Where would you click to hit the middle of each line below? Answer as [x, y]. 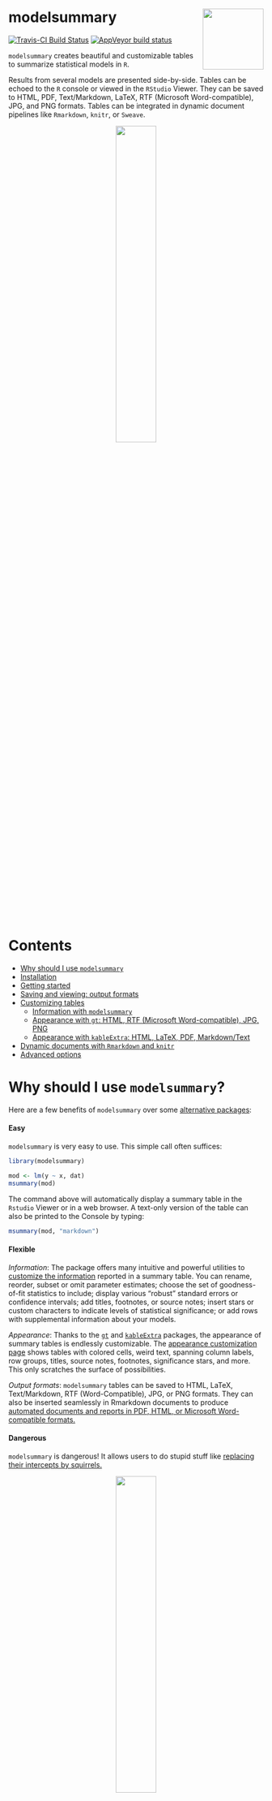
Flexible [22, 1249]
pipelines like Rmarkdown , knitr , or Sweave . [77, 114]
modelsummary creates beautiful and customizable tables [101, 55]
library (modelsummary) [47, 1161]
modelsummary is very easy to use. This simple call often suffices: [115, 1146]
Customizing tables [52, 1002]
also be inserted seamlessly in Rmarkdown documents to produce [119, 1402]
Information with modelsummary [82, 1011]
